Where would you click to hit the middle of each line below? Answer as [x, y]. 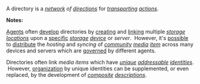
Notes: [15, 20]
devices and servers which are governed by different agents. [81, 51]
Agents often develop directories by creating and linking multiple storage [96, 32]
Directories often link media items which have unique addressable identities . [100, 62]
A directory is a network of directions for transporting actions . [83, 9]
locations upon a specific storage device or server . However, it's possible [97, 38]
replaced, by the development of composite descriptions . [77, 75]
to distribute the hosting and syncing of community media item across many [100, 44]
